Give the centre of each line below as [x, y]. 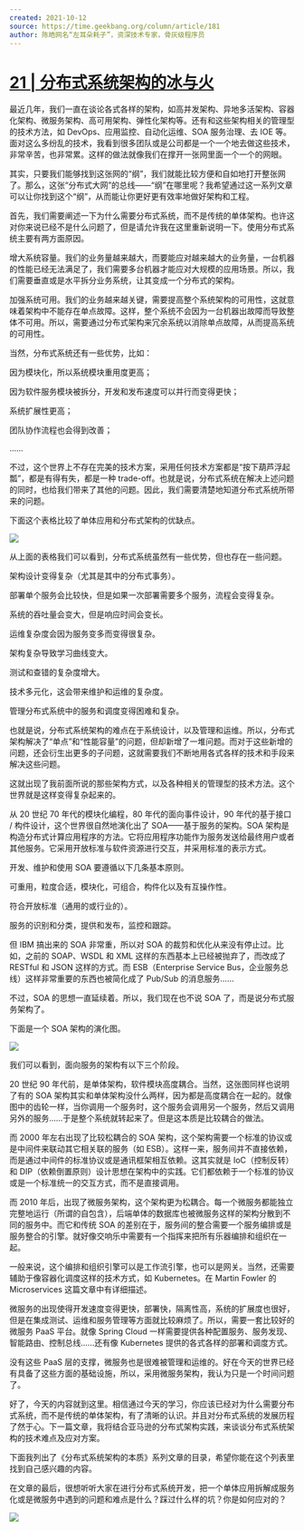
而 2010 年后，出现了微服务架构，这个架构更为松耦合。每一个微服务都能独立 [152, 1202]
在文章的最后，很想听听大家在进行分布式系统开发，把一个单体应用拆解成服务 [152, 1488]
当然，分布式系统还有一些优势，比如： [81, 353]
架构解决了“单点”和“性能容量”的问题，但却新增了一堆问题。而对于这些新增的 [151, 741]
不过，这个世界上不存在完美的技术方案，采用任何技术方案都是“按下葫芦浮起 [150, 467]
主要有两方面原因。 [52, 239]
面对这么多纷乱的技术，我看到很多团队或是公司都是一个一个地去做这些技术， [152, 143]
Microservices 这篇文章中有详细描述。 [81, 1290]
